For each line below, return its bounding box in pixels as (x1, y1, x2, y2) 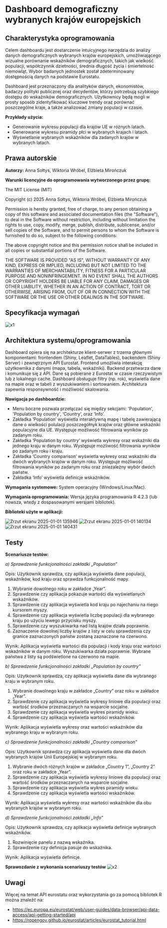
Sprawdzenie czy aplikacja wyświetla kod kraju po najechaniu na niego (12, 602, 159, 608)
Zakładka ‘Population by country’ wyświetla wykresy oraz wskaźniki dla (12, 438, 160, 444)
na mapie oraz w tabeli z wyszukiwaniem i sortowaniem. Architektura (5, 381, 147, 387)
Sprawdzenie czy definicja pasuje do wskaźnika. (12, 845, 113, 851)
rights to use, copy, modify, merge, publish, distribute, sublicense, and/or (5, 222, 156, 228)
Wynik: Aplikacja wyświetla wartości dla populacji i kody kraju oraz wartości (5, 643, 161, 649)
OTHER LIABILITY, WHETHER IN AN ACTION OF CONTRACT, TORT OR (5, 283, 151, 290)
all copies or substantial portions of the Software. (5, 247, 106, 253)
